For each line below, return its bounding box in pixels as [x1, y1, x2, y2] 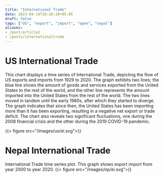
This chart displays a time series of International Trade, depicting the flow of [5, 71, 159, 77]
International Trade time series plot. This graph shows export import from [5, 161, 153, 167]
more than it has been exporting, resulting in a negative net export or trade [5, 108, 155, 114]
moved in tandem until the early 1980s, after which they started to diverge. [5, 97, 155, 103]
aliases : [5, 25, 23, 30]
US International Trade [5, 56, 99, 66]
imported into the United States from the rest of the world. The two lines [5, 92, 150, 98]
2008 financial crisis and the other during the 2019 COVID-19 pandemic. [5, 118, 150, 124]
